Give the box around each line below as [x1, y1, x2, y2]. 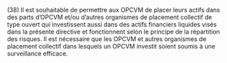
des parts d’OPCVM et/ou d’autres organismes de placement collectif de [7, 13, 213, 21]
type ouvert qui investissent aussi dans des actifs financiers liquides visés [7, 21, 217, 28]
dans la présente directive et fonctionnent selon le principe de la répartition [7, 27, 220, 36]
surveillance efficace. [7, 49, 68, 58]
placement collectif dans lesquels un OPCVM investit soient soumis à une [7, 42, 215, 50]
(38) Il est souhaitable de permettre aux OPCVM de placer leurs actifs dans [7, 6, 220, 14]
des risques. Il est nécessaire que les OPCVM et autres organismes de [7, 35, 206, 43]
